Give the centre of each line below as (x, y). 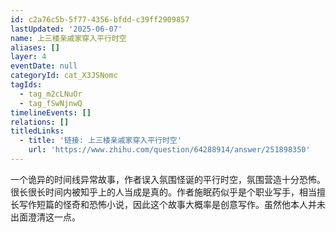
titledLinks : (37, 131)
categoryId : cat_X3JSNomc (64, 76)
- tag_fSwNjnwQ (51, 103)
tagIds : (26, 85)
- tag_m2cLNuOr (51, 94)
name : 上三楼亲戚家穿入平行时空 (68, 38)
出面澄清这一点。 (45, 217)
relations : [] (40, 122)
